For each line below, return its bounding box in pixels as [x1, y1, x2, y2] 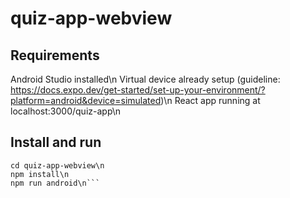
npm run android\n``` [10, 178, 101, 188]
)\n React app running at [160, 95, 261, 106]
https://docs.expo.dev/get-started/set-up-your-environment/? [10, 84, 266, 96]
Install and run [10, 134, 102, 151]
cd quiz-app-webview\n [10, 160, 105, 171]
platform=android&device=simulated [10, 95, 162, 106]
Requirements [10, 47, 100, 64]
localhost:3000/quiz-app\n [10, 105, 122, 117]
